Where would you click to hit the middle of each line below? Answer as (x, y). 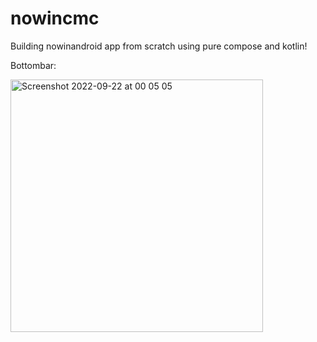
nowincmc (55, 18)
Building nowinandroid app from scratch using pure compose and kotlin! (159, 46)
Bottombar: (33, 65)
